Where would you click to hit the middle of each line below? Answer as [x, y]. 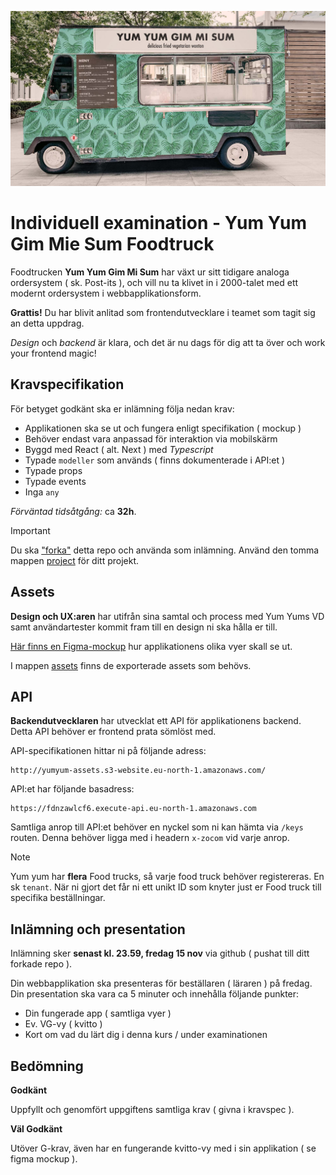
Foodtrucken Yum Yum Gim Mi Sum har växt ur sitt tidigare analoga [150, 272]
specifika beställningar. [58, 898]
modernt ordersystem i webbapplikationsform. [106, 293]
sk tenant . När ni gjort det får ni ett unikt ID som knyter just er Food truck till [166, 887]
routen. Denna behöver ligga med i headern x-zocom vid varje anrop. [150, 838]
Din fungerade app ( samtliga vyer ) [98, 1013]
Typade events [55, 481]
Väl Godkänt [36, 1129]
